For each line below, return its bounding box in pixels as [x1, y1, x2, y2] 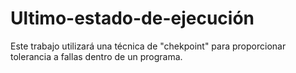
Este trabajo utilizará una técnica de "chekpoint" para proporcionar [10, 40, 287, 52]
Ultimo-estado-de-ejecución [10, 7, 255, 30]
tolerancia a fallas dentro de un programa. [10, 50, 183, 62]
